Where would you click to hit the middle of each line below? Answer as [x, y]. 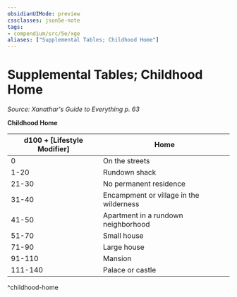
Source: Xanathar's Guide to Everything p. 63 [73, 109]
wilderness [121, 204]
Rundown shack [130, 172]
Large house [124, 247]
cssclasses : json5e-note [44, 20]
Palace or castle [130, 270]
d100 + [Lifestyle [53, 140]
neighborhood [127, 225]
